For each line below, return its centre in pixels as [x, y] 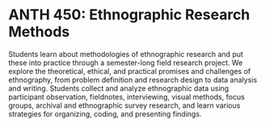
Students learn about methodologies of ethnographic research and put [126, 54]
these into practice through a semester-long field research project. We [126, 63]
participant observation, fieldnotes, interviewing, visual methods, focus [126, 96]
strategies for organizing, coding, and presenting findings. [105, 113]
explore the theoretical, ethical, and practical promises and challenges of [130, 71]
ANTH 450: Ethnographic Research [129, 15]
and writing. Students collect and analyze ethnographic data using [119, 88]
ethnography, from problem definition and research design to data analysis [133, 80]
